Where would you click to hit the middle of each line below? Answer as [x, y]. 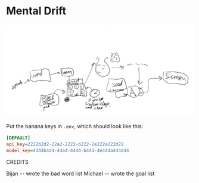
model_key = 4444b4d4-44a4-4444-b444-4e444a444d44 [68, 151]
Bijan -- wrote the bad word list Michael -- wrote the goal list [80, 173]
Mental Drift [36, 11]
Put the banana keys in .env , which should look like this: [75, 126]
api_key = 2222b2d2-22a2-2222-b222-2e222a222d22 [65, 144]
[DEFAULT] [18, 138]
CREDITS [17, 162]
